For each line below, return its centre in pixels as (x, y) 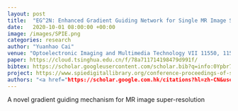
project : (20, 73)
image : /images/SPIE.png (44, 34)
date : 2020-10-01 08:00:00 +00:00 (61, 27)
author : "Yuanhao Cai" (41, 47)
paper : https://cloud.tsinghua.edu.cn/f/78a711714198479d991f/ (103, 60)
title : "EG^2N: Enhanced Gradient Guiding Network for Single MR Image (117, 21)
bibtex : (19, 66)
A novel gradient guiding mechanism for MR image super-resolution (106, 100)
